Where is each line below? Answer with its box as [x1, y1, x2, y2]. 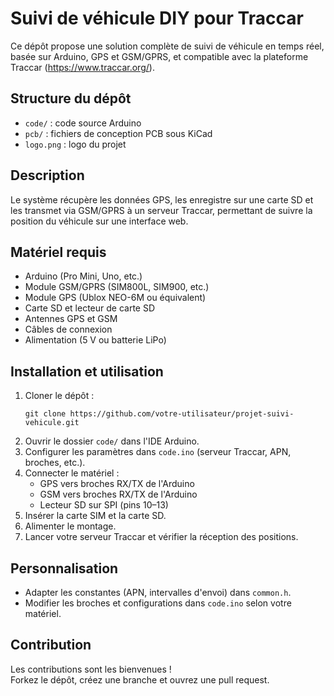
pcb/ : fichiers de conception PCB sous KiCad [24, 127, 213, 139]
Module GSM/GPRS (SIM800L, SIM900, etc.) [24, 281, 210, 293]
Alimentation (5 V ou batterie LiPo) [24, 334, 167, 346]
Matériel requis [10, 243, 107, 261]
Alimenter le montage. [24, 520, 117, 532]
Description [10, 167, 85, 184]
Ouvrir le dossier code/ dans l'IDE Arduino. [24, 435, 200, 447]
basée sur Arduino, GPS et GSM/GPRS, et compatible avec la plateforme [10, 50, 309, 62]
